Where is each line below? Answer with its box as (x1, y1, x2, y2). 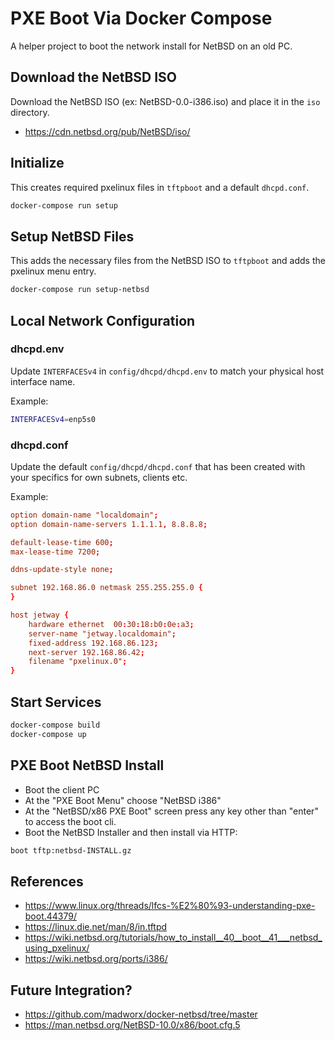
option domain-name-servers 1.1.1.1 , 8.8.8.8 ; (10, 519, 208, 529)
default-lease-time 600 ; (10, 537, 114, 547)
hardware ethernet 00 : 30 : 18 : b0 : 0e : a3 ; (28, 619, 195, 629)
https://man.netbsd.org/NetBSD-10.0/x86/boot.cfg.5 (24, 1019, 241, 1031)
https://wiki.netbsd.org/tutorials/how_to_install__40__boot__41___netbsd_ (24, 932, 323, 944)
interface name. (10, 375, 76, 387)
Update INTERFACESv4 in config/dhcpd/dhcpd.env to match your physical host (10, 365, 325, 377)
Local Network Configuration (10, 312, 196, 329)
